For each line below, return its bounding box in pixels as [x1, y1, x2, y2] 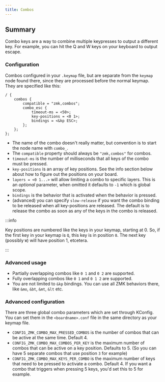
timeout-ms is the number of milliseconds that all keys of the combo [12, 156, 149, 161]
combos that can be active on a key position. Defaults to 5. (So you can [12, 345, 157, 351]
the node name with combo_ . [12, 145, 69, 151]
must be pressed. [12, 160, 48, 166]
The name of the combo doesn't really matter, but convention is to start [12, 140, 157, 146]
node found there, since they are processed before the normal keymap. [5, 77, 150, 84]
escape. [5, 49, 22, 55]
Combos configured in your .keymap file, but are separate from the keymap [5, 72, 153, 78]
